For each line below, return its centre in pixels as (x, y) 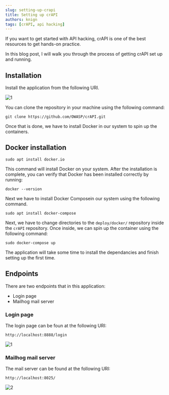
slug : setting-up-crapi (31, 10)
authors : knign (21, 19)
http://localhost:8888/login (36, 335)
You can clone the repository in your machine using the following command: (85, 108)
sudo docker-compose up (31, 243)
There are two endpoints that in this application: (55, 286)
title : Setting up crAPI (32, 15)
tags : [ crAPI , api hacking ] (35, 24)
